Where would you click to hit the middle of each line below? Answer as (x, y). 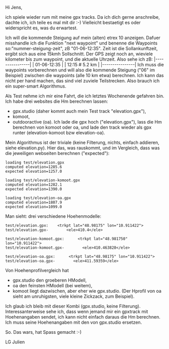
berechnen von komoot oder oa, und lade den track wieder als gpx (82, 127)
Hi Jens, (14, 7)
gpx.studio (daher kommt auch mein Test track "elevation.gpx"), (79, 111)
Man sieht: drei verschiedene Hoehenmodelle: (53, 216)
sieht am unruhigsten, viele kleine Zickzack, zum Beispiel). (74, 296)
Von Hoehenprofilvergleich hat (37, 270)
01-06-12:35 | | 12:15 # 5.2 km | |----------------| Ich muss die (100, 65)
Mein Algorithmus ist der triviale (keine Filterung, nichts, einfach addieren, (82, 142)
